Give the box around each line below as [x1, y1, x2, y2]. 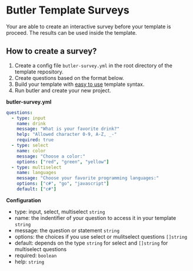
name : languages [16, 170, 57, 176]
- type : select [11, 142, 49, 148]
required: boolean [14, 252, 57, 259]
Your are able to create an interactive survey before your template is [6, 23, 171, 30]
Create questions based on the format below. [14, 74, 125, 81]
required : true [16, 137, 54, 143]
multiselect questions [14, 245, 66, 253]
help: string [14, 258, 45, 265]
